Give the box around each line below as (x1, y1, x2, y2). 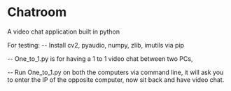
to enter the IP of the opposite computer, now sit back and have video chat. (7, 75, 225, 84)
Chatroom (7, 4, 67, 20)
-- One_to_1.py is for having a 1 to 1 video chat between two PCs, (7, 54, 193, 63)
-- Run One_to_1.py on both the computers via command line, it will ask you (7, 68, 224, 76)
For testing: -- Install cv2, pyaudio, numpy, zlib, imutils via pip (7, 41, 184, 49)
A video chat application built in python (7, 27, 120, 36)
